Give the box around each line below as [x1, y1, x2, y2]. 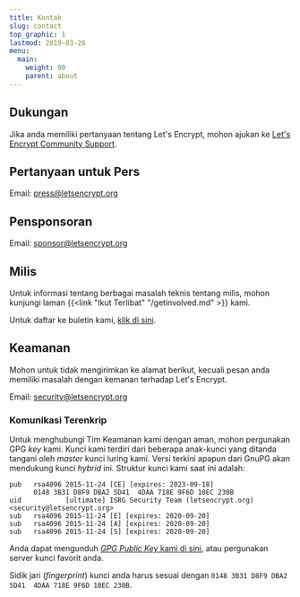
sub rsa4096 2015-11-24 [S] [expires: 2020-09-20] [9, 527, 210, 537]
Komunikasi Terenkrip [9, 414, 107, 426]
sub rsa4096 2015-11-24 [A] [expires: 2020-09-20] [9, 520, 210, 529]
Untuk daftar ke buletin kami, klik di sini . [9, 315, 157, 325]
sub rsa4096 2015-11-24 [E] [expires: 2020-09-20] [9, 512, 210, 521]
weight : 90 [25, 64, 66, 73]
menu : [9, 47, 30, 56]
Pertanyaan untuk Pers [9, 163, 141, 180]
